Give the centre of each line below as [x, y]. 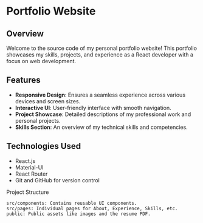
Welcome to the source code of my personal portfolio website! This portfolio [102, 48]
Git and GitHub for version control [57, 180]
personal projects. [38, 120]
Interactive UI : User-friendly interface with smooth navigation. [93, 108]
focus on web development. [41, 61]
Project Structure [28, 192]
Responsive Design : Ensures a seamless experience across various [100, 95]
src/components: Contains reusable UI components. [72, 203]
